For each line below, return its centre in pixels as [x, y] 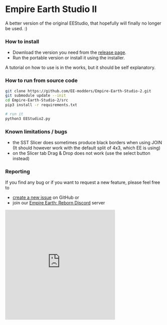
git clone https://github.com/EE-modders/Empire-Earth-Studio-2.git [78, 91]
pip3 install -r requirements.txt [41, 105]
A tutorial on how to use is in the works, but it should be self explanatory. [80, 68]
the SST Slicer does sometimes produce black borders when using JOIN [87, 143]
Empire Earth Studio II [51, 9]
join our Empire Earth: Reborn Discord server [59, 203]
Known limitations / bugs [36, 132]
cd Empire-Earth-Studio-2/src [37, 100]
